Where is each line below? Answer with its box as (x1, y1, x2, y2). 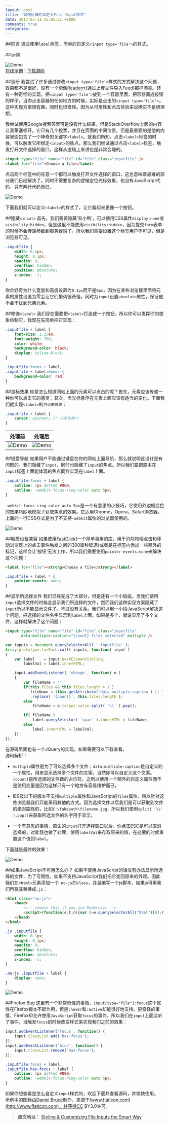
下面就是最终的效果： (5, 846, 50, 852)
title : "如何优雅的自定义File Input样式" (5, 12, 86, 17)
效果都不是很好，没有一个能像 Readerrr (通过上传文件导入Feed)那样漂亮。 (5, 85, 157, 91)
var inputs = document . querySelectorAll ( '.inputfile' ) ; (5, 642, 130, 647)
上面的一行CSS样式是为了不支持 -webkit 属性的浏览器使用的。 (5, 515, 133, 521)
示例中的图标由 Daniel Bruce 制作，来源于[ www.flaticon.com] (5, 1097, 131, 1103)
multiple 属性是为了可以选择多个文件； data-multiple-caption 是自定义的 (12, 763, 163, 769)
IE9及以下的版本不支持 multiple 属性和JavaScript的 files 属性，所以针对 (12, 793, 160, 799)
